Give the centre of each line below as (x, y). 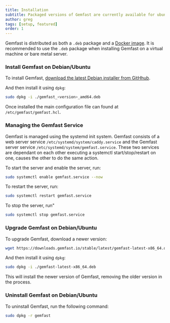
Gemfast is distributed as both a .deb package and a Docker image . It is (80, 43)
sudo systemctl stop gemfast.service (45, 215)
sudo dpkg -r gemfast (28, 315)
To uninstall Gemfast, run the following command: (57, 306)
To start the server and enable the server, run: (53, 168)
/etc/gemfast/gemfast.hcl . (33, 112)
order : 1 (14, 29)
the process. (18, 282)
